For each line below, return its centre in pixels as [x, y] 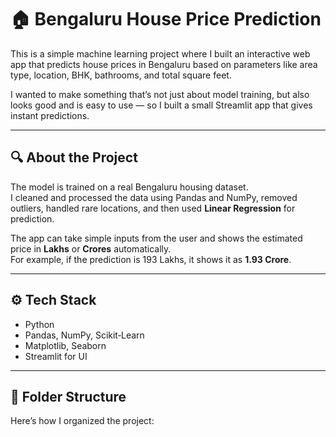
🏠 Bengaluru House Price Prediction [166, 19]
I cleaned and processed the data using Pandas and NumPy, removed [154, 197]
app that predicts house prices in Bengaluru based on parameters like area [164, 64]
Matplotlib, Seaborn [65, 345]
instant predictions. [50, 115]
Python [39, 324]
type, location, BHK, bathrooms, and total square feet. [121, 75]
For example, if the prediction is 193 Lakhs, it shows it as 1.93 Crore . [151, 259]
